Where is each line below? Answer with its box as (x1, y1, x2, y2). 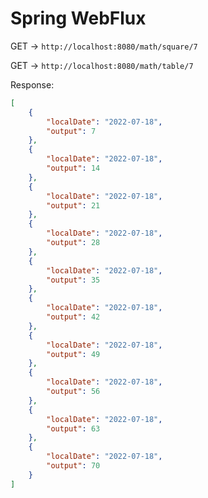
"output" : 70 (46, 461, 101, 471)
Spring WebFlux (10, 7, 147, 30)
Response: (10, 78, 55, 91)
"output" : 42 (46, 312, 101, 322)
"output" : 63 (46, 423, 101, 434)
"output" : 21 (46, 200, 101, 211)
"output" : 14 (46, 163, 101, 174)
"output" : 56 (46, 387, 101, 397)
